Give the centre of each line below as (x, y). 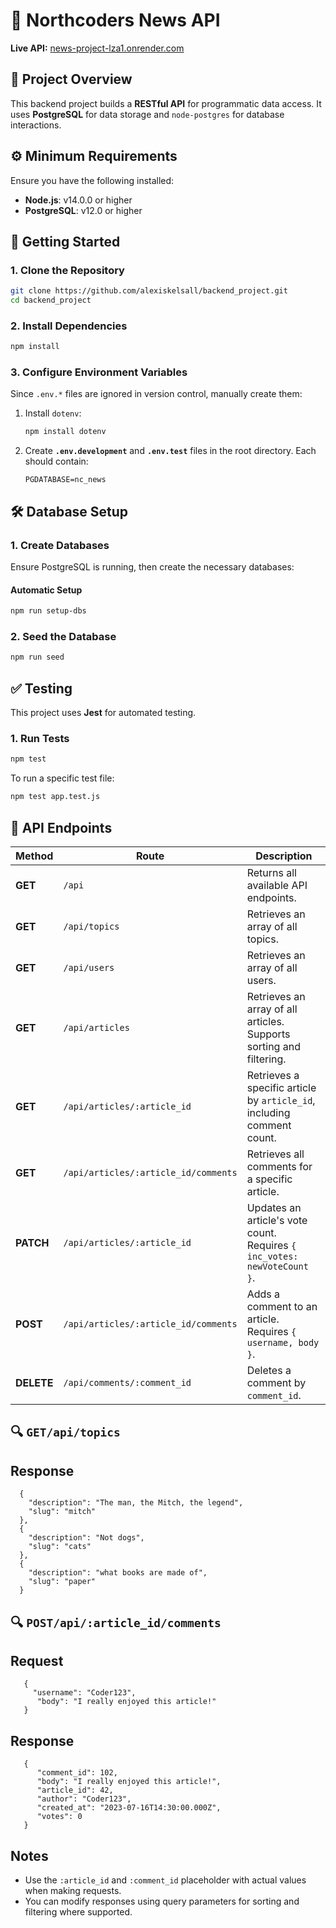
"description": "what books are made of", (118, 1573)
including (268, 1112)
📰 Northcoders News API (115, 20)
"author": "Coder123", (84, 1799)
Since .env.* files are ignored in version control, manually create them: (156, 394)
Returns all (271, 872)
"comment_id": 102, (77, 1773)
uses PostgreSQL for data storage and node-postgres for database (147, 114)
